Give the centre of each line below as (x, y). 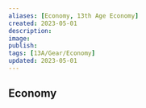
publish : (23, 46)
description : (30, 31)
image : (19, 38)
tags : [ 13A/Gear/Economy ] (52, 53)
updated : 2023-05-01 (43, 61)
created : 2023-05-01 (43, 23)
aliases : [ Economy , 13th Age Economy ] (73, 16)
